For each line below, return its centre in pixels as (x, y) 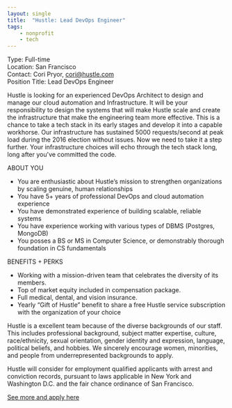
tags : (15, 27)
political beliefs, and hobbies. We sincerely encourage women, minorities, (113, 348)
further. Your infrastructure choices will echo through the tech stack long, (112, 147)
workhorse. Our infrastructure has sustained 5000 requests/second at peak (116, 133)
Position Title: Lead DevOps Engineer (60, 82)
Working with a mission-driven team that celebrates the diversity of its (118, 275)
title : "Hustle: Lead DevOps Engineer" (67, 20)
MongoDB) (33, 234)
